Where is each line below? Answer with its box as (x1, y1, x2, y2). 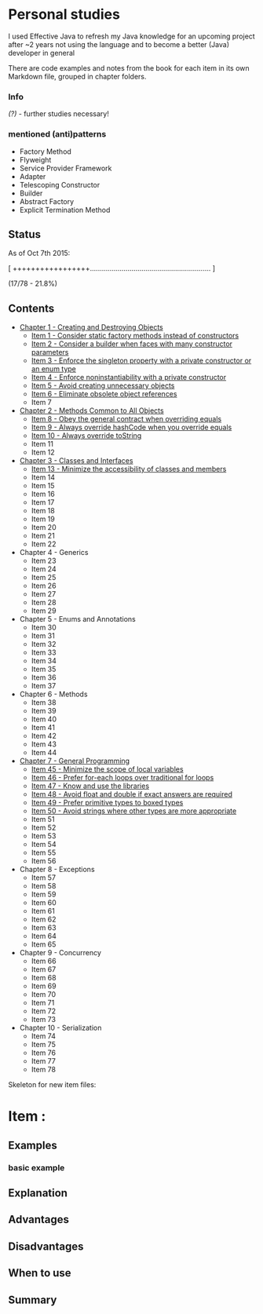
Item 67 (31, 965, 57, 974)
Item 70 (31, 990, 57, 999)
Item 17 (31, 498, 55, 507)
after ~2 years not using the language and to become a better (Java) (8, 39, 230, 49)
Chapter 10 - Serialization (19, 1023, 102, 1033)
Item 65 (31, 940, 57, 949)
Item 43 (31, 739, 57, 749)
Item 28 (31, 598, 57, 608)
